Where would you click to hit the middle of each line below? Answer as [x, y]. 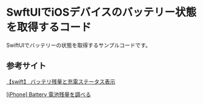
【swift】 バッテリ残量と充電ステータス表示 [61, 81]
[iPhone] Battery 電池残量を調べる [48, 94]
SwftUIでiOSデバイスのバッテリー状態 [101, 12]
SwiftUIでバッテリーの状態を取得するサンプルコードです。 [79, 45]
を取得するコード [49, 27]
